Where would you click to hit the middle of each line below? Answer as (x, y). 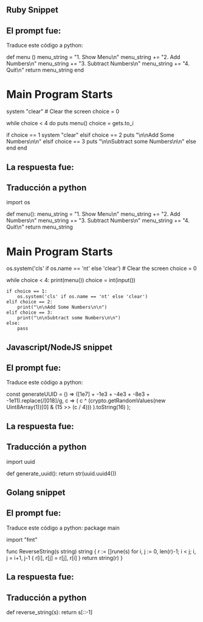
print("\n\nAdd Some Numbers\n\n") (62, 307)
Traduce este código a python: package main (63, 528)
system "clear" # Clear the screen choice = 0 (63, 111)
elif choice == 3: (29, 313)
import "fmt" (22, 539)
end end (17, 148)
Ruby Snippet (33, 10)
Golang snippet (36, 493)
